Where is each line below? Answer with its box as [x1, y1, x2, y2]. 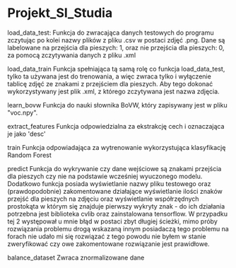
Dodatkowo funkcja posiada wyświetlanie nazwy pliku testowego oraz [7, 179, 211, 188]
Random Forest [7, 151, 52, 159]
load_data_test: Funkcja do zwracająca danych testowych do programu [7, 28, 214, 37]
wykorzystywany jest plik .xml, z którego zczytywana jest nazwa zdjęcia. [7, 87, 220, 95]
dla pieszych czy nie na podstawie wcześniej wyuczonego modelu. [7, 172, 203, 180]
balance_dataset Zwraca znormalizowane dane [7, 253, 145, 262]
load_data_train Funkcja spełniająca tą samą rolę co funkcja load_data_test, [7, 64, 225, 73]
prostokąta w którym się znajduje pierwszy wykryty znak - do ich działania [7, 202, 225, 210]
